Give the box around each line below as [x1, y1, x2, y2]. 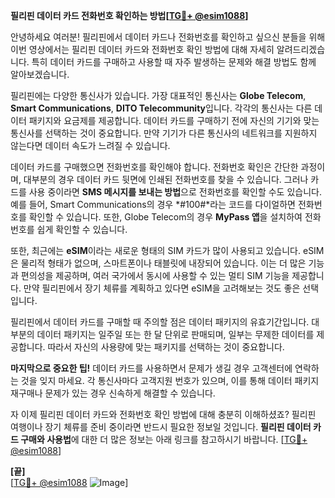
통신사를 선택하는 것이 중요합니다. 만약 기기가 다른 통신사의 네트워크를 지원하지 [10, 127, 318, 139]
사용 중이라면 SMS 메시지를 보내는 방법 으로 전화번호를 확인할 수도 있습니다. [28, 186, 322, 198]
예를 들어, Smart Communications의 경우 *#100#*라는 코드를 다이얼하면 [10, 199, 296, 210]
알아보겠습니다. [10, 69, 70, 80]
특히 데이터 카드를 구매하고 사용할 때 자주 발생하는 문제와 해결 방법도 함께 [31, 56, 317, 68]
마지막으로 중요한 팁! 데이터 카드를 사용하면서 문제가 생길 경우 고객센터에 [10, 362, 293, 374]
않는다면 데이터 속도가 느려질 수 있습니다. [10, 140, 171, 151]
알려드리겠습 [276, 44, 326, 55]
